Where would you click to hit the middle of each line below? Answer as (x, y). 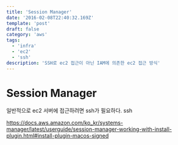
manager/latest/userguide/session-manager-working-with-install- (89, 129)
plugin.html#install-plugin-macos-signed (58, 136)
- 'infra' (24, 46)
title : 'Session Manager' (39, 12)
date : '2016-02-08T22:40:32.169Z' (50, 18)
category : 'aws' (27, 35)
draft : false (23, 29)
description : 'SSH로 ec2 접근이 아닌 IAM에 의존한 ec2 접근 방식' (83, 63)
